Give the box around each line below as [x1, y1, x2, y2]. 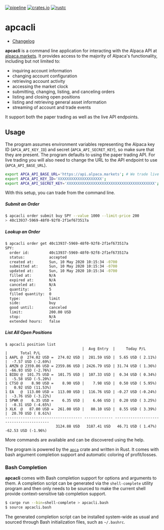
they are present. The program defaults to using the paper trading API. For [5, 152, 156, 158]
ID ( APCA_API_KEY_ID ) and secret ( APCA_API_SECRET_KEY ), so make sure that [5, 146, 154, 152]
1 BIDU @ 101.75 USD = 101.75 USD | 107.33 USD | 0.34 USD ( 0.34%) [5, 372, 157, 377]
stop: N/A [9, 314, 56, 320]
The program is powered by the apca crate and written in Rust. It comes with [5, 446, 159, 452]
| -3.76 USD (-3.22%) [5, 394, 52, 398]
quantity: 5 [9, 287, 52, 292]
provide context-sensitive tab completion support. [5, 491, 107, 497]
